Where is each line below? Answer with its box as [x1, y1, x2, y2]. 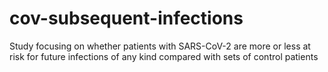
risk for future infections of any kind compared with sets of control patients [9, 50, 319, 62]
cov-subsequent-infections [9, 7, 244, 30]
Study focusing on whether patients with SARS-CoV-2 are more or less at [9, 40, 311, 52]
